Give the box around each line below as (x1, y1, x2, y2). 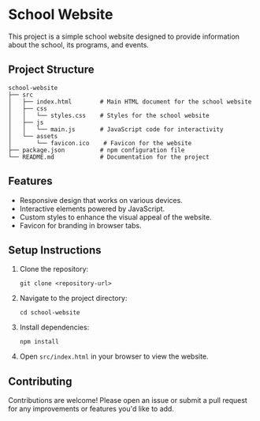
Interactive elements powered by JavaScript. (19, 204, 165, 213)
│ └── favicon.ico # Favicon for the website (8, 139, 192, 147)
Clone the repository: (19, 265, 89, 274)
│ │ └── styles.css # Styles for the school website (8, 111, 210, 119)
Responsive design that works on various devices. (19, 195, 183, 205)
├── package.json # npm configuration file (8, 146, 185, 154)
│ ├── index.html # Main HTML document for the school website (8, 97, 252, 106)
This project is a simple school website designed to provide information (8, 32, 240, 41)
